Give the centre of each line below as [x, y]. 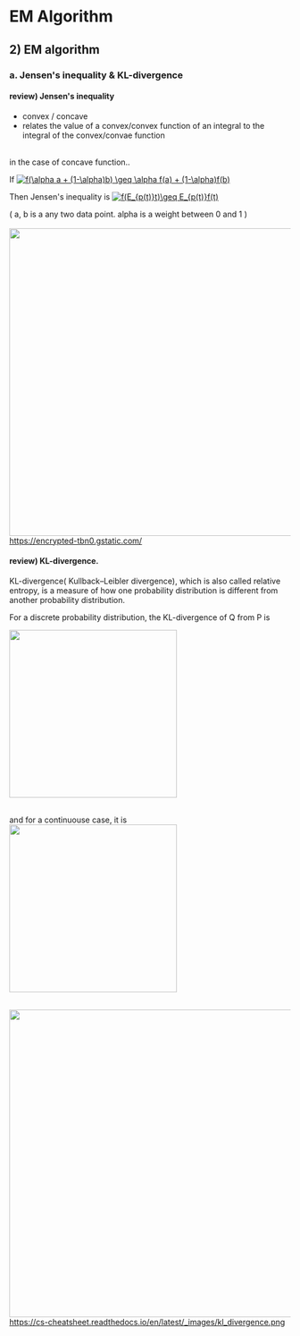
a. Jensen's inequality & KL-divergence [96, 75]
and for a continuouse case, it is [68, 820]
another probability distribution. [67, 600]
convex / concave [55, 116]
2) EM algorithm [54, 50]
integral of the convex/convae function [93, 135]
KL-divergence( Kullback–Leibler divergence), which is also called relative [145, 581]
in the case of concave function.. [70, 162]
